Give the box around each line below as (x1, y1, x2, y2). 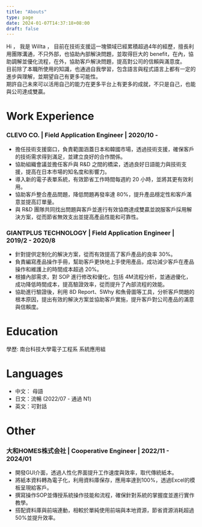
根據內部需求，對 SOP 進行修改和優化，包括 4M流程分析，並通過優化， (14, 273, 191, 281)
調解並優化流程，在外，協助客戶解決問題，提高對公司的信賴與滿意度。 (11, 58, 185, 65)
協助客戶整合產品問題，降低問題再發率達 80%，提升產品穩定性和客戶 (14, 190, 186, 198)
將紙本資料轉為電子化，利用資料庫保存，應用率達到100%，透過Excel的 (14, 476, 191, 484)
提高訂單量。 (25, 198, 58, 205)
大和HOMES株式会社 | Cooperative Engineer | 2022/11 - (6, 447, 170, 455)
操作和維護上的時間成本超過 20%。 (14, 266, 102, 273)
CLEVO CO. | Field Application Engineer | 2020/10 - (6, 131, 158, 139)
